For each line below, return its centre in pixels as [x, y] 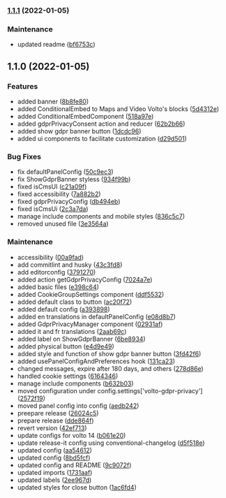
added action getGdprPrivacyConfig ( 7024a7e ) [85, 279]
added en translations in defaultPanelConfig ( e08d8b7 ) [97, 316]
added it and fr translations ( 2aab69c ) [72, 331]
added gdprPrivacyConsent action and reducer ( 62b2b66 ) [101, 124]
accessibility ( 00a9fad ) [51, 257]
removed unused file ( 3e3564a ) [63, 224]
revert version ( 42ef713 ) [52, 427]
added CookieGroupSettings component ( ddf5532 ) [91, 294]
